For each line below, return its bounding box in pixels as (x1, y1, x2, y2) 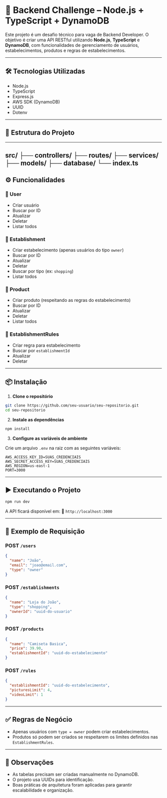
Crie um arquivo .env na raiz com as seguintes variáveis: (5, 445, 121, 451)
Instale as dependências (12, 417, 65, 423)
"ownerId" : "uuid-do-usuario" (9, 609, 72, 614)
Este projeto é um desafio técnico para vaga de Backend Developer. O (5, 31, 149, 37)
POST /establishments (5, 584, 60, 591)
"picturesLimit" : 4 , (9, 687, 52, 693)
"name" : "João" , (9, 558, 43, 563)
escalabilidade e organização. (12, 787, 74, 794)
